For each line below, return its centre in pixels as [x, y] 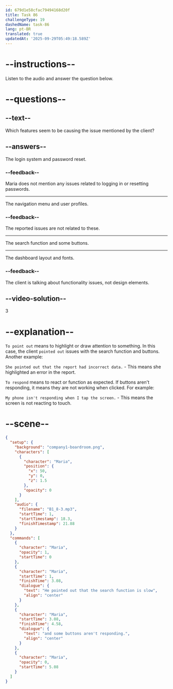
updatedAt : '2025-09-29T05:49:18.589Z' [48, 39]
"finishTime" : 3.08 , [41, 581]
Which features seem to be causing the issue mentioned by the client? [80, 130]
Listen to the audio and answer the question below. [59, 78]
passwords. [18, 189]
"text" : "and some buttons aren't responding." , [77, 634]
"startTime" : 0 [35, 557]
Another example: [24, 357]
